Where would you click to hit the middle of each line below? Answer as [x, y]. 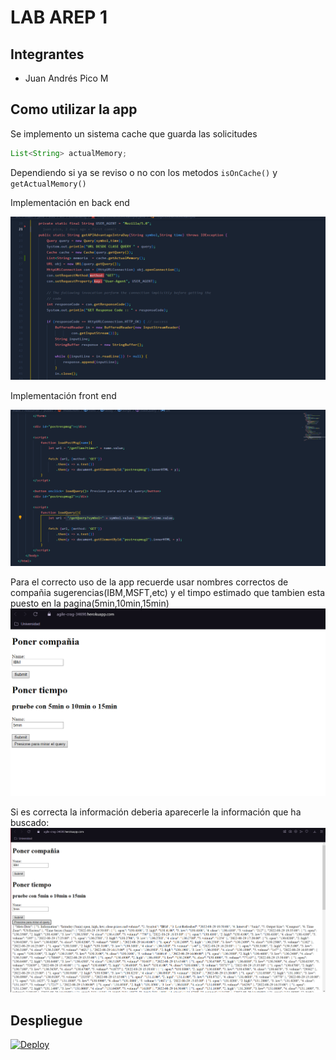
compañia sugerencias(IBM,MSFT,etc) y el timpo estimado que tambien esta [168, 592]
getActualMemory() [48, 184]
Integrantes [47, 54]
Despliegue [46, 1020]
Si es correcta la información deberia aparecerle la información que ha [156, 812]
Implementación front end [63, 395]
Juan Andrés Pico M [66, 78]
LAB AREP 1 [59, 17]
